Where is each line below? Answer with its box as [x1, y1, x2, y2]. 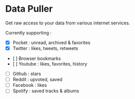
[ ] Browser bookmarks [12, 55, 61, 61]
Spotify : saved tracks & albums [12, 88, 79, 94]
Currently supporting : [5, 29, 52, 36]
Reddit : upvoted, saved [12, 77, 63, 83]
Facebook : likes [12, 82, 47, 88]
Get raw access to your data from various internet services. [5, 20, 130, 26]
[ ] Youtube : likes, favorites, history [12, 61, 88, 67]
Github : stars [12, 71, 41, 77]
